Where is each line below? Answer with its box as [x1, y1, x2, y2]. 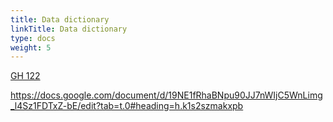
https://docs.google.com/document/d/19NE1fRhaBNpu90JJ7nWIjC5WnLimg [10, 89, 323, 101]
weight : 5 [10, 42, 52, 53]
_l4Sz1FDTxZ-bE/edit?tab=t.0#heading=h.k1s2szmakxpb [10, 100, 244, 112]
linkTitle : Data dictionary [10, 24, 128, 34]
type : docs [10, 33, 56, 43]
